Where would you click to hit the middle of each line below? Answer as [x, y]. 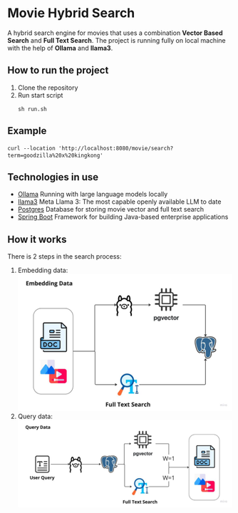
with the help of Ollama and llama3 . [60, 48]
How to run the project [58, 70]
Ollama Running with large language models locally [93, 195]
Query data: [35, 416]
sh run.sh [32, 109]
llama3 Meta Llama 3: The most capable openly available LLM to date [119, 202]
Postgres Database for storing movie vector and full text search [111, 209]
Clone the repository [48, 88]
